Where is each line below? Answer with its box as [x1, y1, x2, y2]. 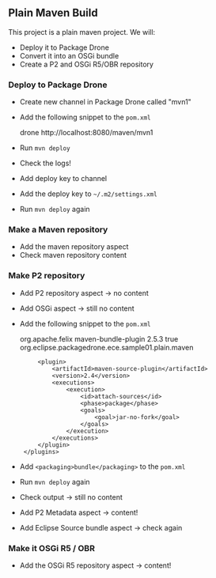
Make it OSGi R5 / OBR [8, 542, 95, 553]
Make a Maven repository [8, 225, 108, 236]
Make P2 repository [8, 270, 85, 281]
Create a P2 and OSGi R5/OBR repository [19, 59, 154, 69]
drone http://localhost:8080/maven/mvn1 [19, 128, 153, 138]
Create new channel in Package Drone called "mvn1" [19, 97, 191, 107]
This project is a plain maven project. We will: [8, 27, 156, 36]
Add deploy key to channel [19, 174, 108, 183]
